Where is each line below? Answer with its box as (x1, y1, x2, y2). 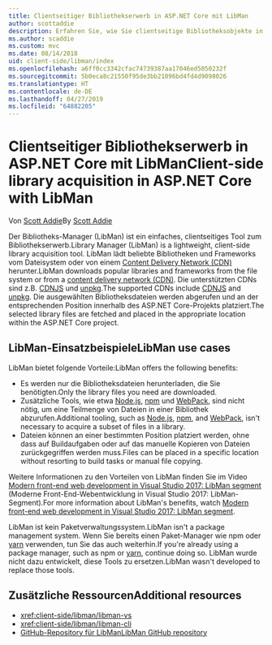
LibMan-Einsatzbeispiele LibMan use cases (8, 342, 231, 355)
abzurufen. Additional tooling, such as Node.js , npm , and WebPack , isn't (19, 413, 261, 423)
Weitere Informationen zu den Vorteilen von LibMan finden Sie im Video (8, 471, 248, 481)
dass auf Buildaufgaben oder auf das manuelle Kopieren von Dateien (19, 439, 250, 449)
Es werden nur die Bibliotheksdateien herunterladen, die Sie (19, 378, 221, 388)
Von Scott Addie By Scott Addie (8, 216, 113, 226)
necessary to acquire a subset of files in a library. (19, 421, 186, 431)
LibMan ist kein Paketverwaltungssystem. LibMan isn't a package (8, 522, 225, 531)
